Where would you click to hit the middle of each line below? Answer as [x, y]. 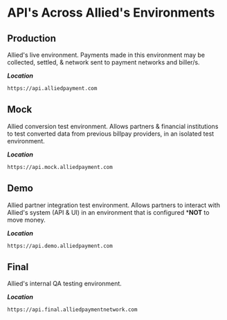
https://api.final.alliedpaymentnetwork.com [72, 310]
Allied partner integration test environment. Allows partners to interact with [113, 205]
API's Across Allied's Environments [111, 13]
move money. [27, 220]
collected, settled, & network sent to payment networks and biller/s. [103, 62]
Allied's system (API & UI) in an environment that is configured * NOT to [108, 212]
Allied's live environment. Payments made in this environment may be [106, 55]
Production [32, 38]
